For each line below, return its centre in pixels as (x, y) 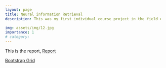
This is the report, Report (30, 51)
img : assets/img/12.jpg (30, 28)
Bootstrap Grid (20, 60)
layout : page (19, 10)
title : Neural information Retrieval (44, 14)
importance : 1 (20, 33)
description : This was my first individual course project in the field (82, 19)
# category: (17, 37)
